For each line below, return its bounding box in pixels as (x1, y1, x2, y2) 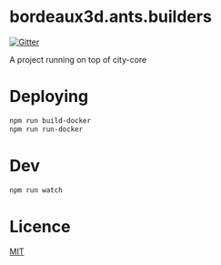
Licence (9, 216, 71, 237)
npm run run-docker (9, 125, 84, 134)
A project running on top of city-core (9, 54, 147, 65)
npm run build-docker (9, 116, 92, 125)
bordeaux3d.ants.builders (9, 6, 212, 27)
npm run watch (9, 185, 64, 195)
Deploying (9, 87, 89, 107)
